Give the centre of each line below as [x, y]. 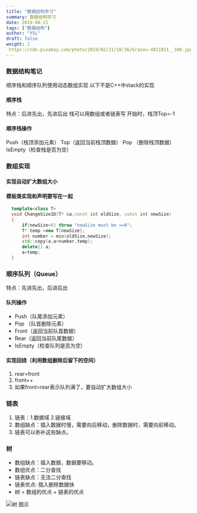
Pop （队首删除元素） [41, 324]
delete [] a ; [36, 247]
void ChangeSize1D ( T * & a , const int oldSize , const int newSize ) [91, 215]
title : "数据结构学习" [31, 11]
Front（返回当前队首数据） [47, 331]
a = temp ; [31, 253]
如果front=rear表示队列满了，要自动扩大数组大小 [73, 387]
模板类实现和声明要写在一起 [40, 196]
